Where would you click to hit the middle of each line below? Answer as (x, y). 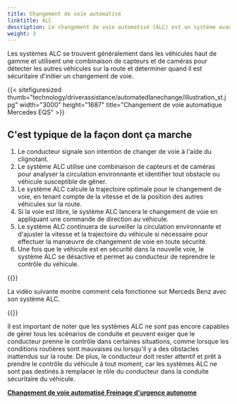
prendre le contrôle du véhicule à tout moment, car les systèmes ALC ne (112, 364)
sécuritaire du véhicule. (41, 379)
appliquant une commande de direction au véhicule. (93, 219)
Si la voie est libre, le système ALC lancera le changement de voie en (118, 212)
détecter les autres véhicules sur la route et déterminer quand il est (105, 69)
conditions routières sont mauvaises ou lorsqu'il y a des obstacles (103, 349)
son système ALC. (34, 299)
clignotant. (33, 159)
